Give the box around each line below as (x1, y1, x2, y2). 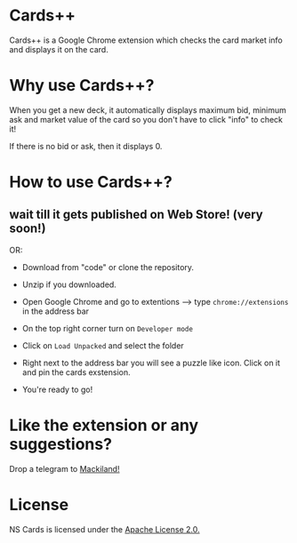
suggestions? (9, 435, 113, 454)
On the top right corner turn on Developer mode (21, 323, 194, 333)
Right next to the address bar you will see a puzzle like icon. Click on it (21, 357, 281, 368)
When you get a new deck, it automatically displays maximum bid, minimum (9, 104, 287, 116)
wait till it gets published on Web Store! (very (9, 207, 264, 222)
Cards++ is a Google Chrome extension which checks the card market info (9, 35, 283, 45)
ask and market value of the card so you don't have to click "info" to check (9, 114, 283, 124)
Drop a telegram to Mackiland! (9, 463, 120, 474)
